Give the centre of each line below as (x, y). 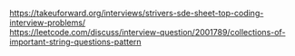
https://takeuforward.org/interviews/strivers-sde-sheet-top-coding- (137, 13)
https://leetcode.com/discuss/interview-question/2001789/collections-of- (147, 32)
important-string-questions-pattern (76, 42)
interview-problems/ (48, 23)
